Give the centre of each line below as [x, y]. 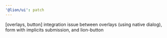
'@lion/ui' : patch [25, 10]
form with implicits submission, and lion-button [54, 30]
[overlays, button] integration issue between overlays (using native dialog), [84, 24]
